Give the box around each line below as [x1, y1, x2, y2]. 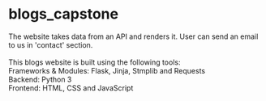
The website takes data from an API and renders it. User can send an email [8, 32, 259, 41]
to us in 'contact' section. [8, 40, 93, 49]
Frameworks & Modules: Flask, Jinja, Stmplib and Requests [8, 65, 205, 75]
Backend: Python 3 [8, 74, 72, 84]
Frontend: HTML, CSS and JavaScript [8, 82, 134, 93]
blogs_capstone [8, 5, 119, 23]
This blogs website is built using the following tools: [8, 57, 181, 67]
